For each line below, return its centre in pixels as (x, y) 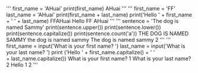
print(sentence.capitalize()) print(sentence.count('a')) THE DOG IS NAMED (98, 34)
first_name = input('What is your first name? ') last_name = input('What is (96, 46)
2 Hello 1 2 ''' (22, 65)
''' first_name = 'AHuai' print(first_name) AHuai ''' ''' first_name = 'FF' (91, 9)
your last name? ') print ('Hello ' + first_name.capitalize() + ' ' (81, 52)
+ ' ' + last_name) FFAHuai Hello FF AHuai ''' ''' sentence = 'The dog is (92, 21)
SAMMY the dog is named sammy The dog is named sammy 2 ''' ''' (89, 40)
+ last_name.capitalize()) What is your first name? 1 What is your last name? (99, 59)
